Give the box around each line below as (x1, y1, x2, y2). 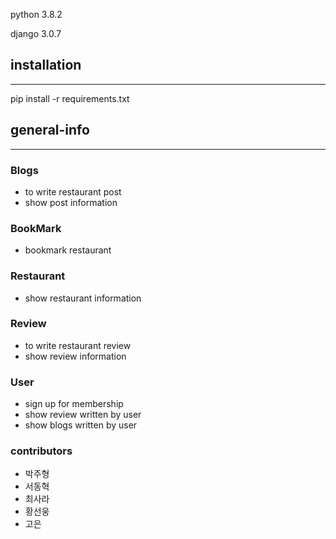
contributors (10, 444, 73, 458)
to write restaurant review (24, 339, 132, 351)
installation (10, 57, 82, 74)
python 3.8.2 (10, 9, 63, 20)
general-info (10, 122, 90, 139)
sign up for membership (24, 398, 124, 410)
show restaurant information (24, 292, 142, 304)
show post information (24, 196, 118, 208)
